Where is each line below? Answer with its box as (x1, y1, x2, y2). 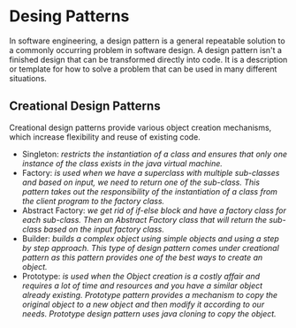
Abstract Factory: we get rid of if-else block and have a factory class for (21, 205, 287, 216)
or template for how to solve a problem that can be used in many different (9, 64, 277, 74)
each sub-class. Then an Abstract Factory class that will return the (21, 214, 268, 225)
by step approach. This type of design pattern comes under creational (21, 242, 280, 253)
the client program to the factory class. (21, 195, 165, 206)
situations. (9, 72, 47, 83)
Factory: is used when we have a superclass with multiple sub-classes (21, 167, 280, 178)
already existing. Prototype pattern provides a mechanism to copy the (21, 289, 278, 300)
